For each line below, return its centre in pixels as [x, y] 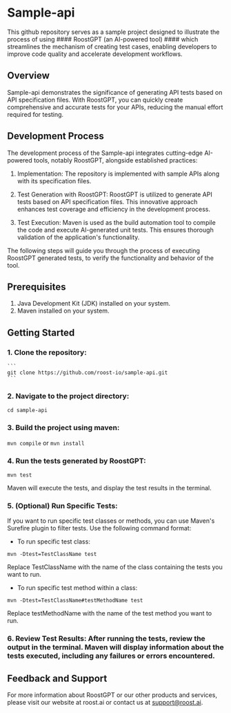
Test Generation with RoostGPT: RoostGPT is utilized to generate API [114, 194]
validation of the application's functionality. [78, 237]
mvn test [20, 475]
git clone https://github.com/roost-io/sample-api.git [88, 373]
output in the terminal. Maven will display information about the [115, 647]
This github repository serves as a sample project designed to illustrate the [113, 32]
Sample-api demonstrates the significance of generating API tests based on [115, 92]
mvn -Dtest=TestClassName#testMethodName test [75, 601]
